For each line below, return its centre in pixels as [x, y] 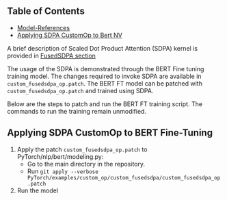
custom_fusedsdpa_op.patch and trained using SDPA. [80, 90]
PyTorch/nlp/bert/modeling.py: [60, 156]
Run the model [38, 190]
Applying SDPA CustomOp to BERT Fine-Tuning [110, 133]
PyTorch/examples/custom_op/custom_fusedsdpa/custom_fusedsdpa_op [124, 177]
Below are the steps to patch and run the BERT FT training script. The [105, 104]
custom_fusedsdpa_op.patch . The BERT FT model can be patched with [105, 83]
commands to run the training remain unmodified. [77, 111]
